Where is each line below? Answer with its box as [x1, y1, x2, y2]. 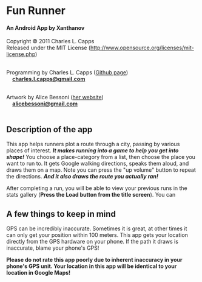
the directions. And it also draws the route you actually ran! [6, 173, 159, 180]
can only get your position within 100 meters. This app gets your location [6, 231, 188, 239]
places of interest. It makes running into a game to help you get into [6, 147, 179, 154]
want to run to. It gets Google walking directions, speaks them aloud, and [6, 160, 189, 167]
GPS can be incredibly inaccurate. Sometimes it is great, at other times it [6, 225, 187, 232]
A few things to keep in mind [6, 208, 116, 219]
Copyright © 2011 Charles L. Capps [6, 38, 95, 45]
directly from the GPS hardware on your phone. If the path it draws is [6, 238, 179, 245]
